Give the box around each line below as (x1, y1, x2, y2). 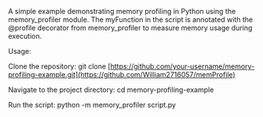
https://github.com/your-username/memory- (110, 62, 255, 71)
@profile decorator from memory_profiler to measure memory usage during (8, 23, 253, 32)
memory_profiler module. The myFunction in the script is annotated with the (8, 15, 254, 24)
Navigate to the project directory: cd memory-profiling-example (8, 85, 214, 94)
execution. (8, 31, 42, 41)
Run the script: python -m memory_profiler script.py (8, 101, 177, 109)
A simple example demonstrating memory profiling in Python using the (8, 7, 236, 16)
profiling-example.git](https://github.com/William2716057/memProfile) (8, 70, 236, 79)
